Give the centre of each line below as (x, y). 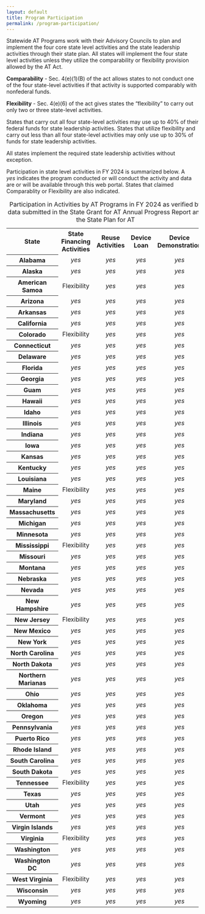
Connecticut (32, 346)
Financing (76, 241)
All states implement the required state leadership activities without (91, 153)
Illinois (32, 423)
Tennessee (32, 783)
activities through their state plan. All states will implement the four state (97, 54)
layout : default (27, 12)
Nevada (32, 590)
